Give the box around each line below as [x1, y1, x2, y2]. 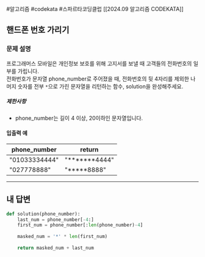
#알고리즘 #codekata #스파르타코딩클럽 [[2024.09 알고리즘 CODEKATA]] [6, 5, 184, 12]
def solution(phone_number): [6, 211, 81, 217]
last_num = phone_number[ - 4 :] [17, 216, 95, 223]
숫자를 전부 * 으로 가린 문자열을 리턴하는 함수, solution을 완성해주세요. [17, 82, 184, 90]
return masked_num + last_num [17, 245, 95, 251]
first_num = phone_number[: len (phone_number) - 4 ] [17, 222, 143, 228]
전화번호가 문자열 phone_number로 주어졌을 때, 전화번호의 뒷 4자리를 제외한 [6, 75, 189, 82]
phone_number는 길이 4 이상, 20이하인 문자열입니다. [15, 114, 143, 121]
